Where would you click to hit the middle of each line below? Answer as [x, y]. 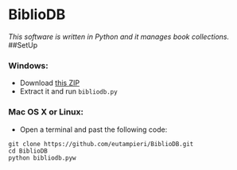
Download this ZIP [50, 83]
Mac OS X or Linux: [46, 112]
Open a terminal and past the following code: [93, 129]
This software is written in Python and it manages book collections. [118, 37]
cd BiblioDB [28, 151]
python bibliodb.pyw [43, 158]
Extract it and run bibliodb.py [68, 91]
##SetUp [23, 44]
